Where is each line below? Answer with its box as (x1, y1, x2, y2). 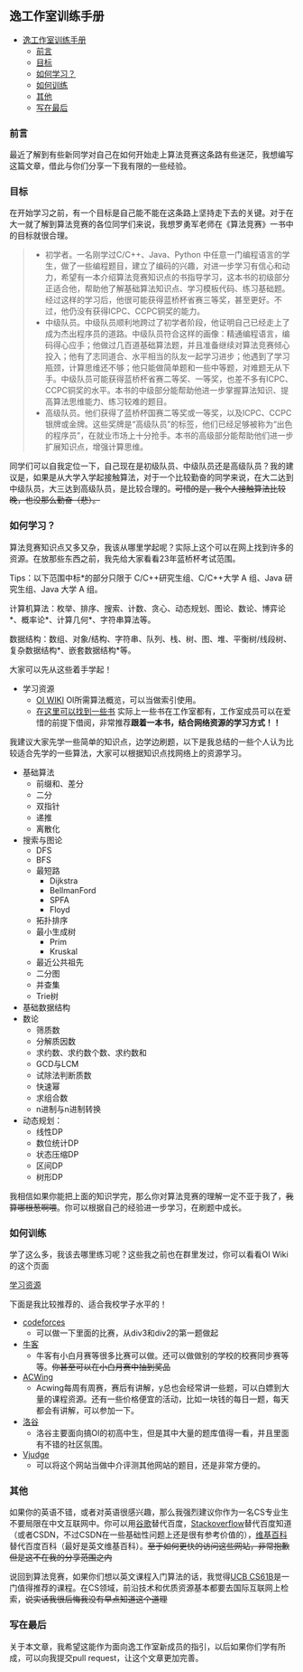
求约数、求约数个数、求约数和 (35, 1047, 147, 1058)
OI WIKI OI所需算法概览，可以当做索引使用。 (35, 694, 201, 705)
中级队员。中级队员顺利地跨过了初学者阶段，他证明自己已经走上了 (44, 317, 290, 328)
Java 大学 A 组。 (40, 583, 103, 594)
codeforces (22, 1317, 66, 1327)
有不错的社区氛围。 (35, 1439, 108, 1450)
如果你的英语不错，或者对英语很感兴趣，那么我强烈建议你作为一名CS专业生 (9, 1507, 289, 1517)
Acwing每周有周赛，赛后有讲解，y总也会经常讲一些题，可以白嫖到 (35, 1383, 282, 1393)
